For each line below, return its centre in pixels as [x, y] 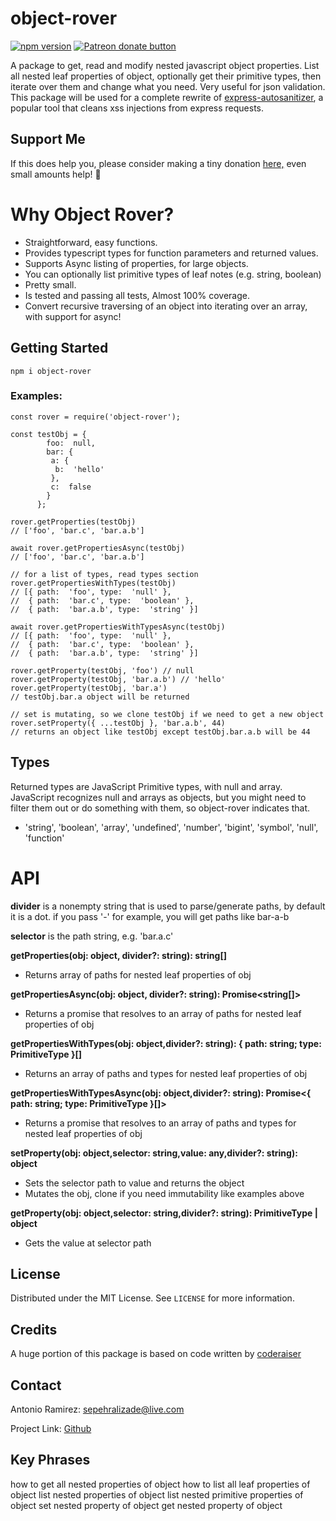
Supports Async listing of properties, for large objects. [136, 263]
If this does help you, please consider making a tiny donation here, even [158, 163]
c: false [71, 487]
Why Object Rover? [92, 214]
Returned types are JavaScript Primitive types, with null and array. [146, 786]
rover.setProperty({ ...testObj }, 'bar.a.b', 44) [118, 723]
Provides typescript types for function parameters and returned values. [171, 253]
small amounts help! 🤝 [56, 174]
